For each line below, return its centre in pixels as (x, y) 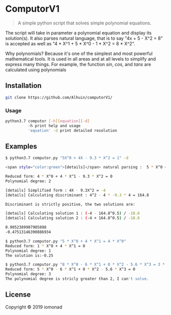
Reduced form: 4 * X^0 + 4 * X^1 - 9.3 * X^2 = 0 (59, 177)
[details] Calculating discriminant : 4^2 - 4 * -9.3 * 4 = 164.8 (77, 195)
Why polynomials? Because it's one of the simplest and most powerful (79, 53)
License (18, 295)
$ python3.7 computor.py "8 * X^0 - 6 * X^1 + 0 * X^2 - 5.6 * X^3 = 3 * (85, 265)
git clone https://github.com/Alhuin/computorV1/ (59, 97)
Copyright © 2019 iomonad (34, 307)
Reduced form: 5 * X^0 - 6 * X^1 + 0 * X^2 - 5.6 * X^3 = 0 (70, 269)
